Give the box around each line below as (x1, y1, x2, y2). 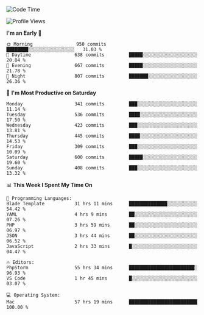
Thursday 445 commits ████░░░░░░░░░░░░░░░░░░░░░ (6, 133, 198, 139)
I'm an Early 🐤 (6, 29, 42, 37)
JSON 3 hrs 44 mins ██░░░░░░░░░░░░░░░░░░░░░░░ (6, 233, 198, 239)
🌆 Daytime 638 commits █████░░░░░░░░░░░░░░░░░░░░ (6, 52, 198, 58)
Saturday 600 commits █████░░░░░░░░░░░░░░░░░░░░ (6, 154, 198, 160)
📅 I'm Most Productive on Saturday (6, 89, 96, 96)
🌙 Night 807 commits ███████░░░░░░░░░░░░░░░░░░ (6, 73, 198, 79)
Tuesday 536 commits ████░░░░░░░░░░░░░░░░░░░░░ (6, 111, 198, 118)
